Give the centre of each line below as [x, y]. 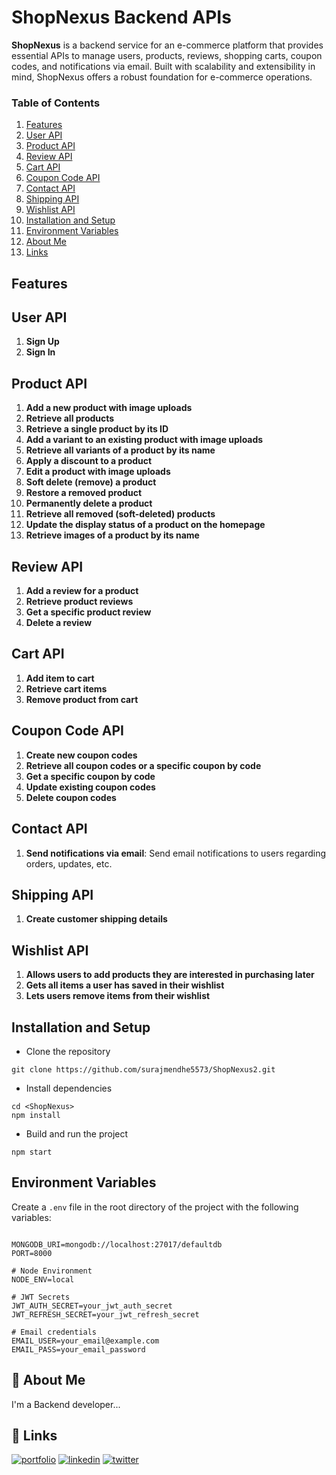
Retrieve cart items [66, 688]
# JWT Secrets [41, 1297]
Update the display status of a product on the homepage [145, 525]
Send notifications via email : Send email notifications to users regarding [175, 853]
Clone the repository [68, 1051]
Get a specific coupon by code [90, 776]
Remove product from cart [82, 699]
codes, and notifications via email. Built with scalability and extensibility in [163, 66]
